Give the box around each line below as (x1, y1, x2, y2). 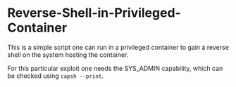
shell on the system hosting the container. (7, 51, 129, 59)
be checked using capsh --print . (7, 72, 104, 80)
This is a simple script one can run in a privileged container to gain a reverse (7, 43, 229, 51)
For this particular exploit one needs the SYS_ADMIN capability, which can (7, 64, 223, 72)
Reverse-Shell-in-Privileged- (7, 5, 181, 21)
